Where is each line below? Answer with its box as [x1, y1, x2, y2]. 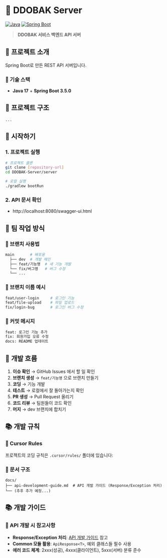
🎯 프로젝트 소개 [5, 48, 49, 56]
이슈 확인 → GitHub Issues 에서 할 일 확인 [12, 368, 95, 375]
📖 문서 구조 [5, 466, 30, 473]
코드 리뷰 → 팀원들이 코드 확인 [12, 400, 72, 406]
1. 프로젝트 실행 [5, 149, 40, 156]
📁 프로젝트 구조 [5, 103, 49, 112]
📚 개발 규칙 [5, 422, 40, 431]
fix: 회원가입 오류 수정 [5, 334, 49, 339]
